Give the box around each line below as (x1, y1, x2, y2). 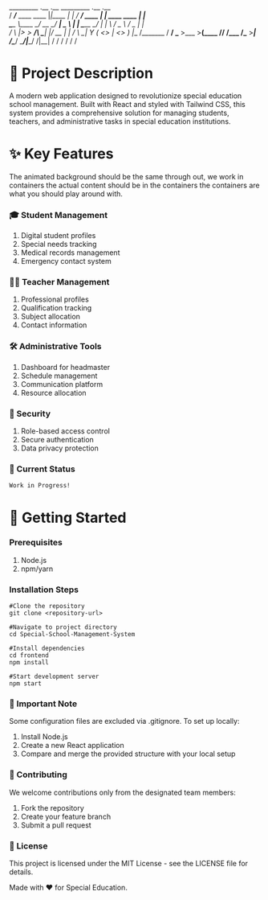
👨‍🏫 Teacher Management (9, 277, 110, 288)
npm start (9, 680, 43, 688)
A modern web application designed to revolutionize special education (9, 91, 242, 101)
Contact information (20, 320, 87, 330)
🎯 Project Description (9, 64, 153, 83)
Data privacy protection (20, 443, 99, 453)
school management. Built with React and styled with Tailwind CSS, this (9, 99, 246, 109)
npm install (9, 659, 49, 667)
